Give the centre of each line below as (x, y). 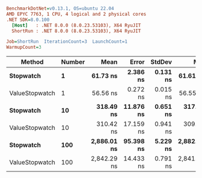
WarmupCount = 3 (24, 48)
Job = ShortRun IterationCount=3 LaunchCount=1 (67, 42)
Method (32, 62)
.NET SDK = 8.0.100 (28, 20)
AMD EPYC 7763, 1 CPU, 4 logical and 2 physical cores (76, 14)
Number (73, 62)
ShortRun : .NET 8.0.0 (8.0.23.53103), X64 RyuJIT (76, 31)
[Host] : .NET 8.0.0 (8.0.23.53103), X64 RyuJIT (76, 25)
